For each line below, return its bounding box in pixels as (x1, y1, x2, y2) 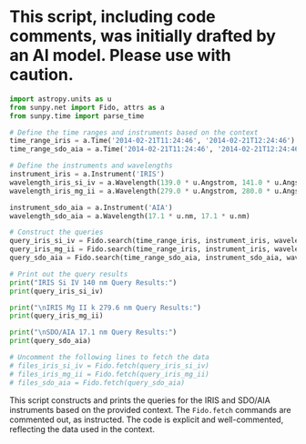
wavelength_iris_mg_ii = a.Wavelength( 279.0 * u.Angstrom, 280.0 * (9, 187, 271, 196)
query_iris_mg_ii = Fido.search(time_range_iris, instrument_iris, (9, 245, 271, 254)
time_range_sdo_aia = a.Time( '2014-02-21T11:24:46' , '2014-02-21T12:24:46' (9, 145, 303, 154)
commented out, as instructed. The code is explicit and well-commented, (9, 414, 284, 425)
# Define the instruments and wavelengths (9, 161, 173, 170)
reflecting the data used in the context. (9, 423, 155, 434)
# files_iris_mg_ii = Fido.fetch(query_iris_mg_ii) (9, 369, 209, 378)
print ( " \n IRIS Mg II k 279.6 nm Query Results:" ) (9, 303, 202, 312)
